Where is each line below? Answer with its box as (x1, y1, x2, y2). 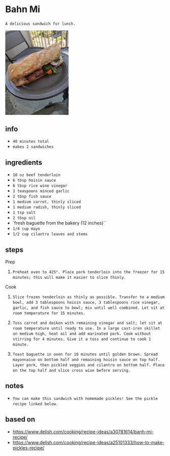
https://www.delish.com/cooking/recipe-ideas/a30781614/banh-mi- (12, 429, 154, 435)
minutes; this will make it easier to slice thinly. (12, 275, 126, 280)
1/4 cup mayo (12, 226, 40, 231)
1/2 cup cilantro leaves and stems (12, 232, 88, 237)
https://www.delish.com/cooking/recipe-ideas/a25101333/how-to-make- (12, 439, 165, 445)
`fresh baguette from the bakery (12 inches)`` (12, 220, 107, 226)
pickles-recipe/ (12, 444, 45, 451)
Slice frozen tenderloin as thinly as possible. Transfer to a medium (12, 295, 165, 300)
